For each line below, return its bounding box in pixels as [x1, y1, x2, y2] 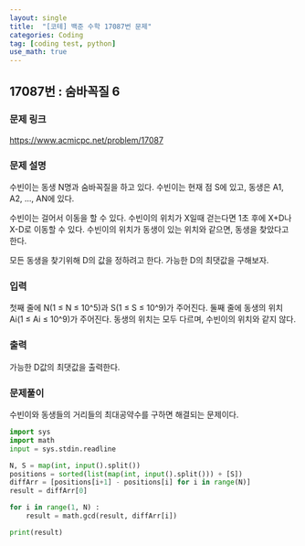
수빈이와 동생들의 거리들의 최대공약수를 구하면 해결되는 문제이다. [9, 409, 239, 420]
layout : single [9, 13, 68, 23]
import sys [9, 427, 51, 436]
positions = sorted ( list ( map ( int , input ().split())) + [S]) [9, 469, 244, 478]
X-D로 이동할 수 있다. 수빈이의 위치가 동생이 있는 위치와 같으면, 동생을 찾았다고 [9, 224, 289, 235]
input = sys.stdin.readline [9, 444, 117, 454]
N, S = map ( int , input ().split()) [9, 461, 142, 470]
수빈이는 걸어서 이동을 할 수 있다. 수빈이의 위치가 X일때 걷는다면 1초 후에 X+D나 [9, 212, 292, 224]
